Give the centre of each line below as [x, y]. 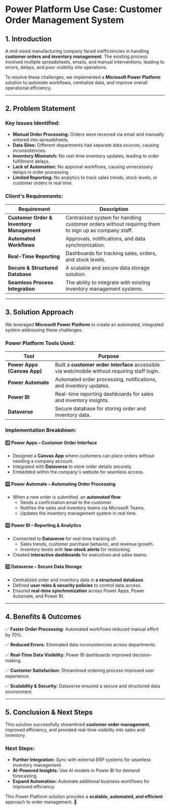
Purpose [109, 356]
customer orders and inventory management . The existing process [76, 56]
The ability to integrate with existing [108, 282]
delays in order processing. [41, 172]
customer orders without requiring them [113, 224]
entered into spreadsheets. [41, 139]
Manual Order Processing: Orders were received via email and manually [88, 134]
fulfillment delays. [31, 161]
